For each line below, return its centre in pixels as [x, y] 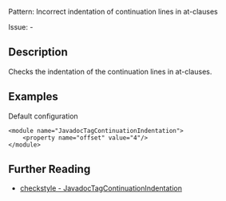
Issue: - [21, 27]
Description [38, 52]
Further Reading [50, 169]
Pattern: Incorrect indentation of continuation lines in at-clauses [113, 12]
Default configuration [43, 116]
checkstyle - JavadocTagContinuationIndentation [101, 188]
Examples [33, 96]
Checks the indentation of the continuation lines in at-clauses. [110, 71]
